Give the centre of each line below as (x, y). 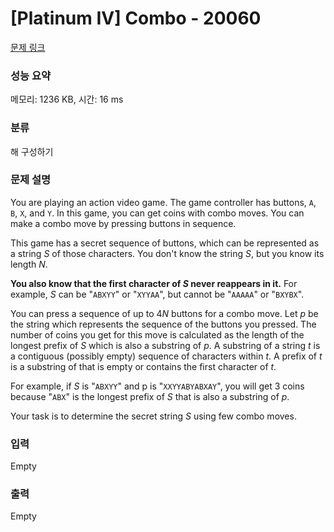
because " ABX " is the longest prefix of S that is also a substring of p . (150, 396)
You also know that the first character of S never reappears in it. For (154, 283)
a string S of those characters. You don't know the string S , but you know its (167, 253)
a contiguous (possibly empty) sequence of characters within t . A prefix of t (166, 356)
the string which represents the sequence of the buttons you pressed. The (163, 324)
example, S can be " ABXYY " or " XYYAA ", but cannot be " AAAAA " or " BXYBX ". (157, 294)
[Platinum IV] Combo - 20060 (136, 18)
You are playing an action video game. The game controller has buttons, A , (163, 202)
